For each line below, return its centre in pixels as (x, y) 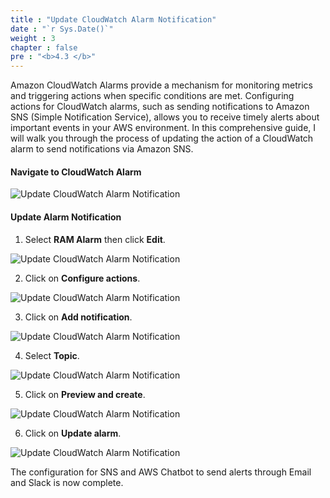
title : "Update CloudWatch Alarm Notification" (113, 19)
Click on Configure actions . (82, 278)
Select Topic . (52, 355)
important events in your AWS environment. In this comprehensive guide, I (163, 128)
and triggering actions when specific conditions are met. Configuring (152, 96)
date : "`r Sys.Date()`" (62, 29)
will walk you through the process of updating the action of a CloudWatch (162, 138)
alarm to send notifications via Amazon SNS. (102, 149)
